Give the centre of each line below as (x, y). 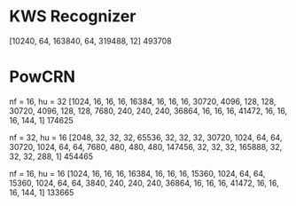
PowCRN (42, 77)
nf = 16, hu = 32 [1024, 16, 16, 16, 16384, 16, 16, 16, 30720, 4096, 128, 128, (143, 101)
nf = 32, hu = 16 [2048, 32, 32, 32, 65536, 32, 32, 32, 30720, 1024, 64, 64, (146, 137)
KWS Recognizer (73, 16)
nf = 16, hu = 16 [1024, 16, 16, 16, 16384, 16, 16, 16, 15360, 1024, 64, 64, (137, 173)
